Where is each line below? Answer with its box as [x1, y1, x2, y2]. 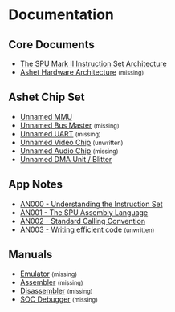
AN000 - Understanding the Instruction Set [19, 199, 163, 209]
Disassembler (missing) [19, 286, 93, 296]
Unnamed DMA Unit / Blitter [19, 154, 112, 164]
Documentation [8, 6, 115, 24]
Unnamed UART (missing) [19, 128, 102, 138]
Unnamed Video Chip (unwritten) [19, 137, 124, 147]
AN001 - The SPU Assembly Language [19, 207, 149, 217]
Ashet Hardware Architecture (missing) [19, 67, 144, 77]
